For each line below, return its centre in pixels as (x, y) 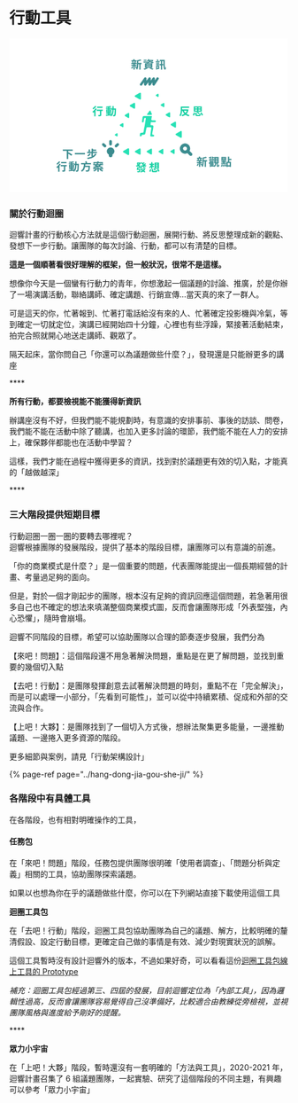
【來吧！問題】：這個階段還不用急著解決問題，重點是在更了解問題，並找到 (143, 655)
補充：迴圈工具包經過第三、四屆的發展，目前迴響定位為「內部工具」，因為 (143, 990)
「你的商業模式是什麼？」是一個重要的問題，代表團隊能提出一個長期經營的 (145, 566)
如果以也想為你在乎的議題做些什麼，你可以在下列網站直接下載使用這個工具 (145, 893)
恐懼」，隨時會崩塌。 (53, 618)
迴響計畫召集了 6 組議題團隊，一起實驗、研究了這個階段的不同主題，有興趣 (145, 1079)
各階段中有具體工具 (50, 799)
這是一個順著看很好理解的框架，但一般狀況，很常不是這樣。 (118, 265)
